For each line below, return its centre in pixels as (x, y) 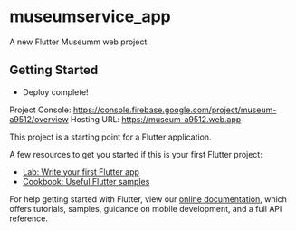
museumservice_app (90, 17)
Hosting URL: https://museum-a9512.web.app (156, 119)
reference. (29, 218)
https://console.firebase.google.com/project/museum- (175, 110)
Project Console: (40, 110)
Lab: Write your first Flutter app (81, 172)
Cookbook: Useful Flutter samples (86, 181)
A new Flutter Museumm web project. (79, 42)
